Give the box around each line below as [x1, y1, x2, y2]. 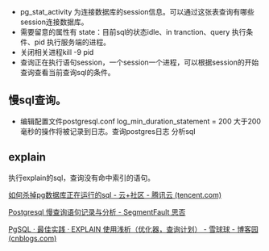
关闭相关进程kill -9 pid [19, 48, 94, 56]
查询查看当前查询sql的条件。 [19, 68, 115, 77]
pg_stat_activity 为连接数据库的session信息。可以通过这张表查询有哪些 [19, 7, 255, 16]
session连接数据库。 [19, 17, 89, 27]
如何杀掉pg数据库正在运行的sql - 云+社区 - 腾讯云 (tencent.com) [8, 190, 222, 199]
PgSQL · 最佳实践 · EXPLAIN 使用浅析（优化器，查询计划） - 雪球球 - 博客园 [8, 224, 259, 234]
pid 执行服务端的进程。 [34, 37, 111, 47]
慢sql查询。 [8, 94, 67, 107]
